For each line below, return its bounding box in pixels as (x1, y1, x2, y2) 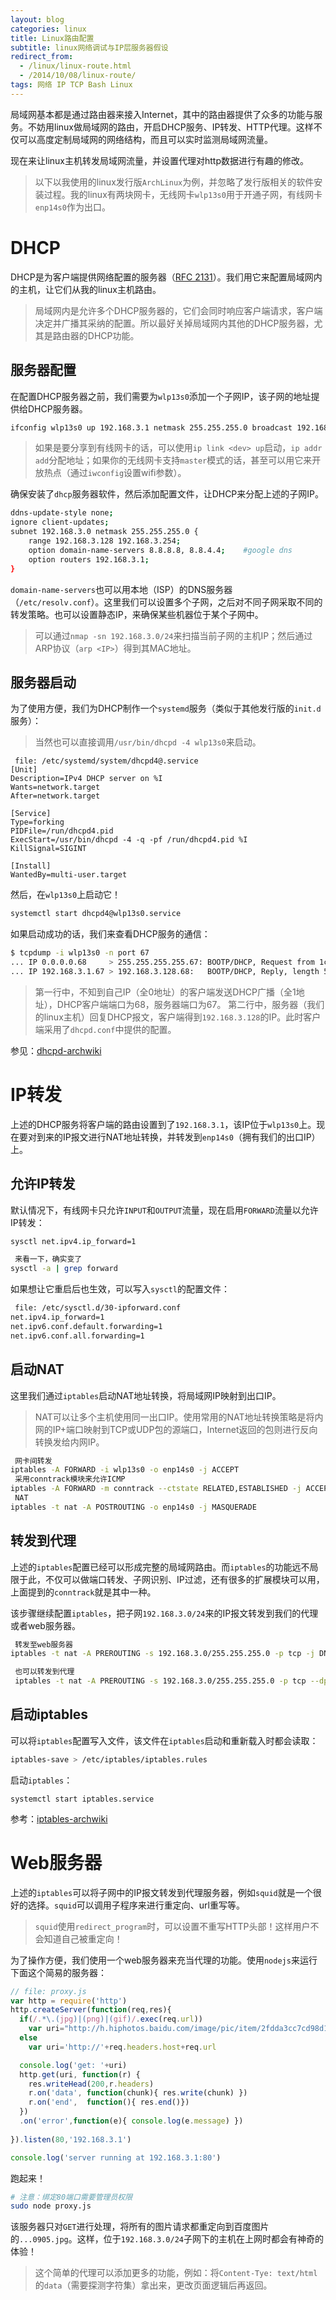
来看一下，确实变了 (14, 1254, 83, 1265)
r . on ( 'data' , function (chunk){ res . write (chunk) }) (28, 2088, 248, 2098)
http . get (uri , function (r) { (19, 2069, 141, 2080)
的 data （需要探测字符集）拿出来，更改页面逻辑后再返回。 (34, 2279, 273, 2291)
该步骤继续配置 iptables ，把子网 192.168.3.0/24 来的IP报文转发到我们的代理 (10, 1607, 319, 1619)
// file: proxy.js (10, 1986, 87, 1996)
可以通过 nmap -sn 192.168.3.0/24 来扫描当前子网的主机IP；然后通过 (34, 629, 313, 641)
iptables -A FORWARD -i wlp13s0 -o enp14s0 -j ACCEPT (10, 1465, 240, 1475)
